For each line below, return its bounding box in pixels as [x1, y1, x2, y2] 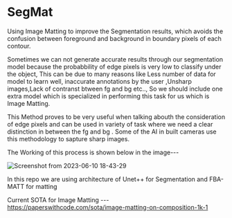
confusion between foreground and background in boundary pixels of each [7, 34, 222, 42]
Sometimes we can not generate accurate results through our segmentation [7, 55, 224, 63]
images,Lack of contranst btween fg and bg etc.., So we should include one [7, 84, 223, 93]
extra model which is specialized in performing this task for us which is [7, 91, 210, 100]
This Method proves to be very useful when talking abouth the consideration [7, 112, 226, 121]
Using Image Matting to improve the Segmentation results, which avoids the [7, 27, 224, 35]
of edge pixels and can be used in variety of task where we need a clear [7, 120, 213, 128]
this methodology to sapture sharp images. [7, 134, 130, 143]
